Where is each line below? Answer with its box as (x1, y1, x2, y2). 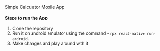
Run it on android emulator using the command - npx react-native (12, 31, 145, 36)
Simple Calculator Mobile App (5, 4, 64, 10)
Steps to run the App (5, 15, 48, 20)
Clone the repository (12, 26, 53, 31)
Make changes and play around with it (12, 41, 89, 47)
